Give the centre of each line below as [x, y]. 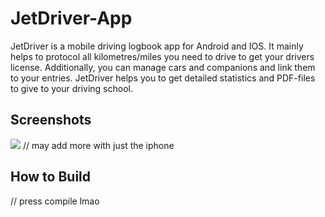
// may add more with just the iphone [98, 145]
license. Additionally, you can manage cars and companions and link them [163, 67]
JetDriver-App [71, 18]
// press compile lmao [55, 201]
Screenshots [51, 120]
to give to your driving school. [71, 88]
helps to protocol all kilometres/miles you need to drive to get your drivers [162, 56]
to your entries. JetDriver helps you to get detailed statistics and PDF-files [163, 78]
